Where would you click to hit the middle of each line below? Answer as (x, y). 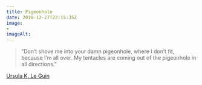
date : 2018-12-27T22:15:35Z (42, 17)
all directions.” (39, 65)
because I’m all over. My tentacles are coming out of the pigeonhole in (109, 58)
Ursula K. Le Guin (28, 76)
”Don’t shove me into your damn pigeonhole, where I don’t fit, (98, 51)
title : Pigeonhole (29, 12)
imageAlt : (19, 34)
